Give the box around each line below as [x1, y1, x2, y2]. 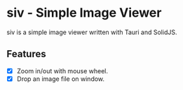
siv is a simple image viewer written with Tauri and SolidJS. [6, 28, 177, 36]
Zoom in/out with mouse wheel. [16, 66, 109, 75]
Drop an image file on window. [16, 75, 105, 83]
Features [6, 48, 46, 60]
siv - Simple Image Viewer [6, 5, 162, 21]
